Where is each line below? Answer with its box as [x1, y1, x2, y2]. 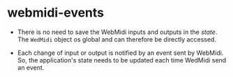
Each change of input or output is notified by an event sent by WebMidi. [17, 49, 224, 57]
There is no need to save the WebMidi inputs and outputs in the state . [17, 28, 218, 36]
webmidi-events [7, 5, 105, 21]
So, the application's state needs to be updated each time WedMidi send [17, 55, 227, 64]
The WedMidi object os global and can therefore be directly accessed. [17, 35, 216, 43]
